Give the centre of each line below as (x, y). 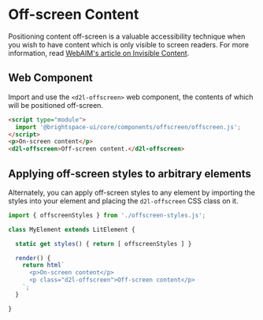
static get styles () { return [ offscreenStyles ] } (104, 244)
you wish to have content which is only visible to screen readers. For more (129, 44)
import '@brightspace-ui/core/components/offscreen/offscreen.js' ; (128, 127)
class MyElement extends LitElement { (72, 229)
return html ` (44, 266)
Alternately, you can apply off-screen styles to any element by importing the (132, 192)
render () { (33, 258)
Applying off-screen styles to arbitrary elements (130, 174)
